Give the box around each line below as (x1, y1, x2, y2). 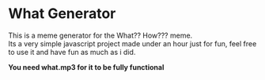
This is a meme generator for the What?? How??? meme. (8, 31, 193, 40)
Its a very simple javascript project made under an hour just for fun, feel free (8, 38, 257, 48)
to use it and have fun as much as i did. (8, 47, 136, 56)
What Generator (8, 5, 116, 23)
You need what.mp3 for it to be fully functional (8, 62, 165, 71)
